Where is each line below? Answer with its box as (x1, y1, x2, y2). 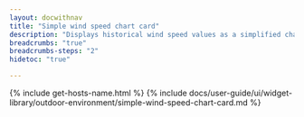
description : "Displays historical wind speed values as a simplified (9, 30, 281, 39)
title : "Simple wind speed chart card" (9, 22, 160, 31)
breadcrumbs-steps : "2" (9, 47, 100, 56)
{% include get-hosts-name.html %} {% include (9, 87, 187, 98)
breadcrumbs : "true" (9, 38, 88, 48)
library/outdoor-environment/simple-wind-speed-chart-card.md (9, 97, 249, 108)
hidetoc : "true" (9, 55, 71, 64)
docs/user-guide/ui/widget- (188, 87, 292, 98)
